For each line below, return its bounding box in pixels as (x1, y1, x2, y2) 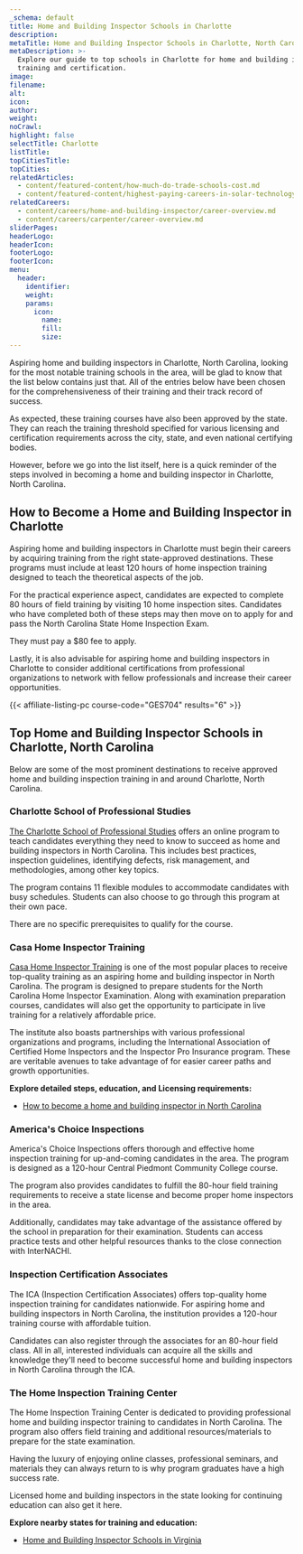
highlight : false (9, 131, 75, 140)
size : (41, 332, 63, 342)
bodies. (9, 442, 38, 453)
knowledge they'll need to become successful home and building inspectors (9, 1354, 293, 1365)
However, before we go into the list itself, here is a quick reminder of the (9, 459, 277, 470)
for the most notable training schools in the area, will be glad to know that (9, 367, 282, 378)
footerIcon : (9, 257, 54, 267)
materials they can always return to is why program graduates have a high (9, 1463, 285, 1474)
